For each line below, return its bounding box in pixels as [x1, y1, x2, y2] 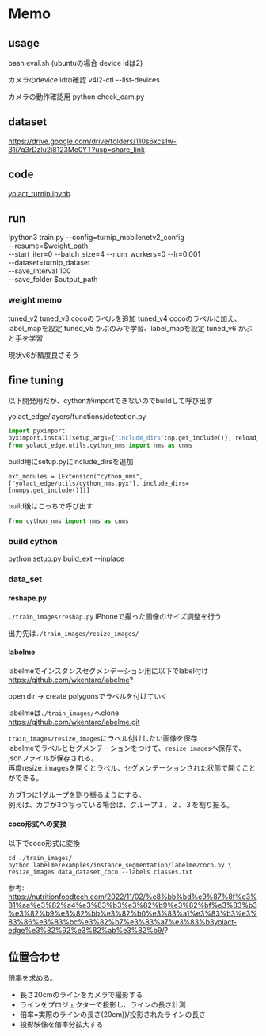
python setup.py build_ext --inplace [8, 554, 125, 563]
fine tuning [8, 374, 63, 387]
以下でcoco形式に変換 [8, 838, 81, 847]
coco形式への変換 [8, 819, 67, 828]
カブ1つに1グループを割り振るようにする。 [8, 790, 146, 799]
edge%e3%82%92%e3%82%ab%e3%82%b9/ [8, 925, 165, 935]
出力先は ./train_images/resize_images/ [8, 629, 139, 638]
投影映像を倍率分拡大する [19, 1019, 104, 1029]
